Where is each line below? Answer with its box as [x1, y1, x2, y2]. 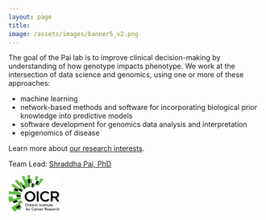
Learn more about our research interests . [8, 144, 145, 153]
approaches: [8, 79, 51, 88]
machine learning [19, 94, 78, 104]
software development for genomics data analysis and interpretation [19, 120, 247, 129]
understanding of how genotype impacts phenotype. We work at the [8, 61, 236, 71]
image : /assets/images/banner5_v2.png [8, 30, 139, 38]
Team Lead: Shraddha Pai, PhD [8, 159, 112, 169]
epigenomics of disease [19, 128, 100, 138]
